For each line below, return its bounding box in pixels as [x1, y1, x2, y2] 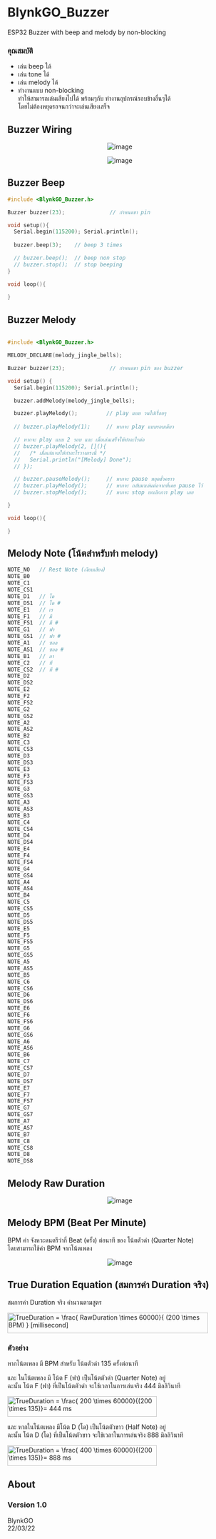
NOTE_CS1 [7, 587, 34, 594]
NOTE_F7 [7, 1091, 31, 1098]
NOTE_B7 [7, 1130, 31, 1138]
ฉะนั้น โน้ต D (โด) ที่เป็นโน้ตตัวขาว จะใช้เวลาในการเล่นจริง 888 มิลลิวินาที [7, 1430, 184, 1439]
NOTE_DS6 [7, 998, 34, 1005]
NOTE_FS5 [7, 938, 34, 945]
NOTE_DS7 [7, 1077, 34, 1085]
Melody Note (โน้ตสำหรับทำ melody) [7, 547, 159, 559]
